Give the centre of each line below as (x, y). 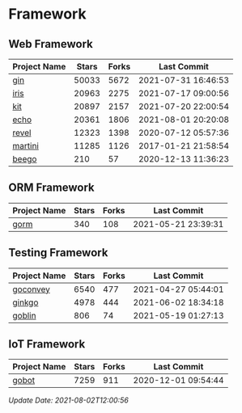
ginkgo (25, 302)
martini (25, 146)
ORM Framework (51, 188)
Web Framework (51, 44)
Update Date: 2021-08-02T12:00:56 (69, 400)
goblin (24, 315)
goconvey (32, 289)
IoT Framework (47, 344)
